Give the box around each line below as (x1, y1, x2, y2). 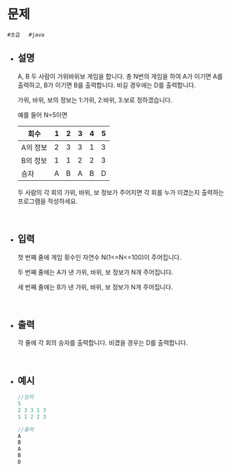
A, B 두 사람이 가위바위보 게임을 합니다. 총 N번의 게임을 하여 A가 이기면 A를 (17, 71, 223, 81)
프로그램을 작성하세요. (17, 197, 78, 205)
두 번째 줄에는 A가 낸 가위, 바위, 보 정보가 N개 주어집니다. (17, 268, 174, 276)
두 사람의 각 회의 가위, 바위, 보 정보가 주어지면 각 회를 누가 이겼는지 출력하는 (17, 188, 225, 196)
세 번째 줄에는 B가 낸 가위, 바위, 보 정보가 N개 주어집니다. (17, 282, 174, 291)
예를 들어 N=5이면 (17, 110, 68, 119)
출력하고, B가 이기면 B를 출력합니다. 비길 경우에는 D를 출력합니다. (17, 81, 196, 89)
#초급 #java (7, 31, 45, 39)
